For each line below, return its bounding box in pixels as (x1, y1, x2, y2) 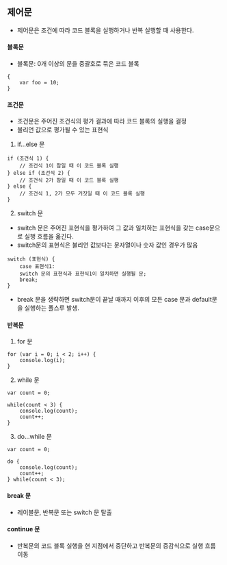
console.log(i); (19, 357, 66, 364)
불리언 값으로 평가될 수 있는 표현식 (16, 125, 109, 134)
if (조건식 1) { (7, 155, 49, 163)
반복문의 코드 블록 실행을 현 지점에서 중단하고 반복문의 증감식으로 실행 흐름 (16, 541, 217, 550)
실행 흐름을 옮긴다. (24, 232, 74, 241)
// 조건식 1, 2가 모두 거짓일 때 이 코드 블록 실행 (19, 191, 145, 197)
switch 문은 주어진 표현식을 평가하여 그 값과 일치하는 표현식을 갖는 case (16, 224, 210, 232)
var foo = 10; (19, 80, 59, 86)
